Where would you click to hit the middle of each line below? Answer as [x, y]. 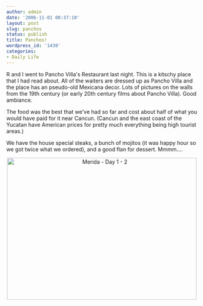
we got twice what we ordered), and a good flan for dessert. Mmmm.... [95, 149]
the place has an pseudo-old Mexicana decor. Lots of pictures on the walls [99, 87]
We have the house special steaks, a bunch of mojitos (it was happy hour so [101, 142]
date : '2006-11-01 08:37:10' [43, 18]
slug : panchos [24, 29]
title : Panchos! [27, 40]
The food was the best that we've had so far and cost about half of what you [102, 111]
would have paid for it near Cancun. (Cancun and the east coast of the [94, 118]
